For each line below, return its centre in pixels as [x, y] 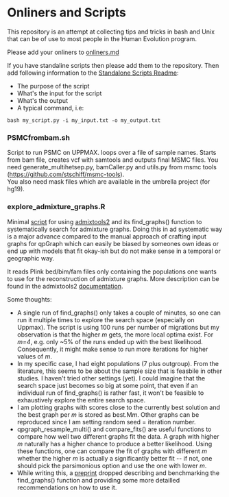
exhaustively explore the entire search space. [81, 400]
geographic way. [31, 258]
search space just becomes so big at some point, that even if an [107, 385]
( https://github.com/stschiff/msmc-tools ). [66, 174]
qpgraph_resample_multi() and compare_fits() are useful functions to [114, 429]
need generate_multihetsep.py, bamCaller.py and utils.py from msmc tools [112, 167]
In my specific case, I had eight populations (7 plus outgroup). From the [118, 363]
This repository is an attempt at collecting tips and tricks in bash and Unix [111, 32]
